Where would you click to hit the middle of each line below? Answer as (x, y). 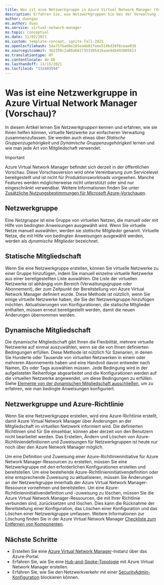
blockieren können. (60, 577)
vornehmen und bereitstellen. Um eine (66, 488)
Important (15, 157)
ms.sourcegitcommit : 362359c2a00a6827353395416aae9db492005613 (71, 50)
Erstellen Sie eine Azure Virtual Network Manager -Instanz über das (80, 551)
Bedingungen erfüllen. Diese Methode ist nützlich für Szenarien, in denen (79, 352)
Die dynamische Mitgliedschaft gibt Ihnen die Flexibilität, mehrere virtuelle (79, 342)
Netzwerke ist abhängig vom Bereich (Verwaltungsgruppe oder (69, 284)
